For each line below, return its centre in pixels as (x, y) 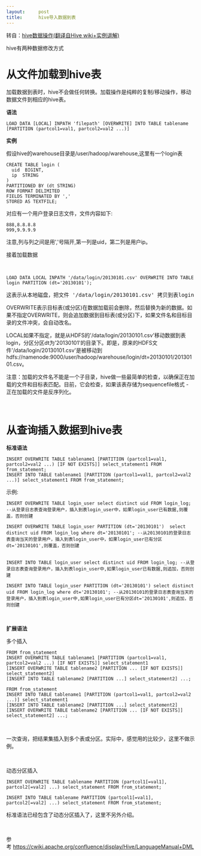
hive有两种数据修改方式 (35, 48)
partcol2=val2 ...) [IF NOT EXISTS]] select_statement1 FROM (84, 465)
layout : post (28, 12)
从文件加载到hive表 (54, 74)
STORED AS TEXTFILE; (32, 202)
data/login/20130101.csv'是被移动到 (59, 350)
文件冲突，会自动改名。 (45, 323)
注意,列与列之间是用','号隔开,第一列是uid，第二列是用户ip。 (79, 242)
